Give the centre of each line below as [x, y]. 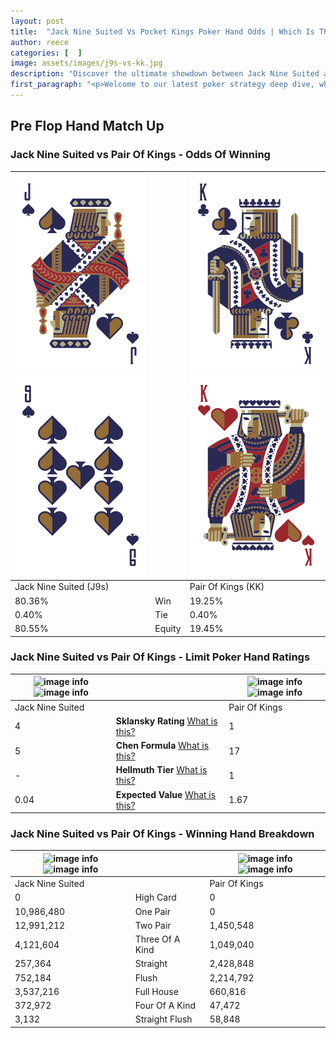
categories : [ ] [46, 53]
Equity [168, 629]
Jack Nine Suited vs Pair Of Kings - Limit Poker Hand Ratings [160, 657]
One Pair [153, 911]
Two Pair [153, 925]
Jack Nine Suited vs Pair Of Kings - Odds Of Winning [140, 155]
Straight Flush [163, 1019]
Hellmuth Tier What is [161, 770]
